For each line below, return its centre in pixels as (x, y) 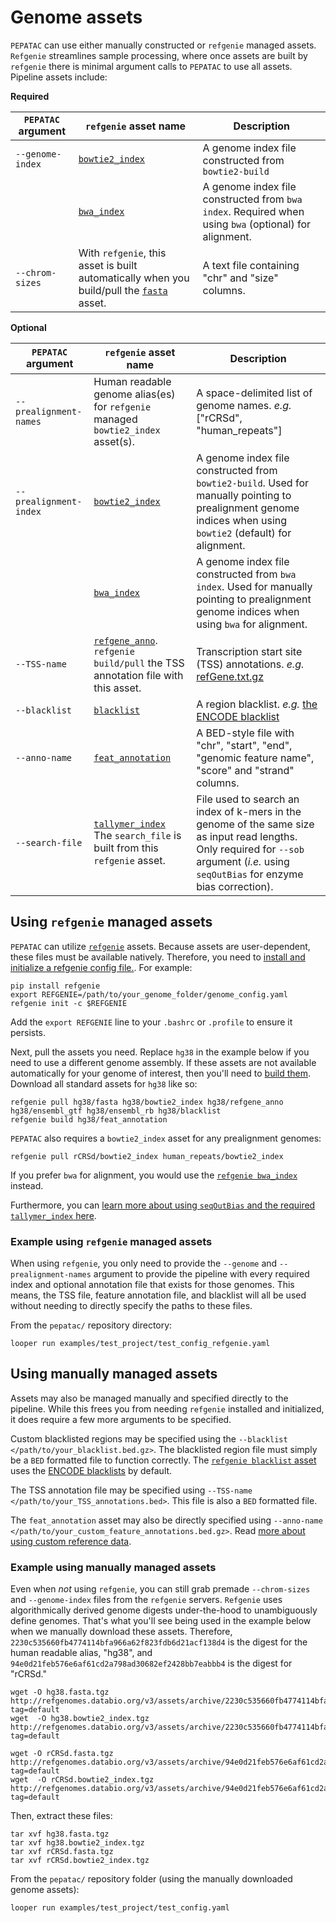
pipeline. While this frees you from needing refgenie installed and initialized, (167, 1408)
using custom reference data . (71, 1541)
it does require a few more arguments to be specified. (121, 1419)
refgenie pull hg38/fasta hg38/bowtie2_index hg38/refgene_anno (147, 1102)
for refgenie (122, 406)
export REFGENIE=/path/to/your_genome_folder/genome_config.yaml (149, 994)
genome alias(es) (134, 394)
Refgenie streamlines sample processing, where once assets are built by (159, 55)
